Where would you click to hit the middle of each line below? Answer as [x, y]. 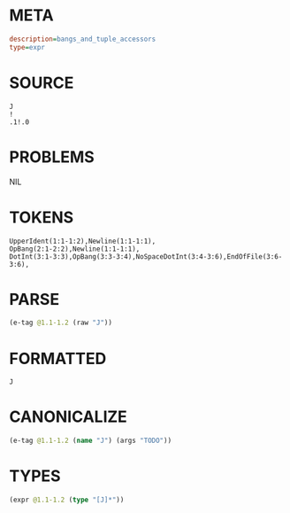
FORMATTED [58, 358]
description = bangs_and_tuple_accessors [83, 39]
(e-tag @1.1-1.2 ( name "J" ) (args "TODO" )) [91, 441]
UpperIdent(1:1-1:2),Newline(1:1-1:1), [83, 241]
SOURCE [42, 83]
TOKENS [42, 217]
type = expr [27, 47]
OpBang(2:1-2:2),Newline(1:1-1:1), [75, 249]
